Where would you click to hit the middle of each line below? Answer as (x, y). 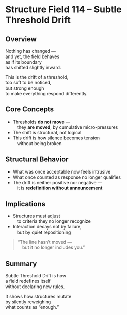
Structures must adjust (36, 216)
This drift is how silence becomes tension (56, 138)
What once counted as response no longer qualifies (67, 177)
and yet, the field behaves (33, 56)
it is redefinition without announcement (60, 188)
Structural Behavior (37, 160)
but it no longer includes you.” (54, 247)
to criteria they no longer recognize (54, 221)
